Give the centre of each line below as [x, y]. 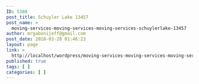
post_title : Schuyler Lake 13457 [47, 17]
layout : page [22, 45]
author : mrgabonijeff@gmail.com [46, 34]
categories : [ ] [26, 72]
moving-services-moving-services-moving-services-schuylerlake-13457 [99, 28]
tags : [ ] [18, 67]
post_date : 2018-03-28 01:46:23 [46, 39]
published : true [26, 61]
